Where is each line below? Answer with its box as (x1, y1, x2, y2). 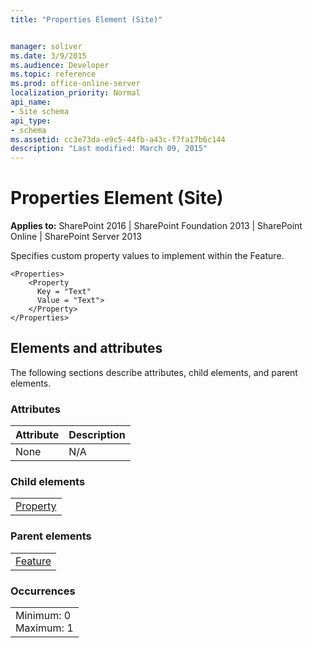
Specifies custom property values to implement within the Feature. (10, 250, 285, 262)
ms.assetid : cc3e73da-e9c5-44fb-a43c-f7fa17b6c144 (10, 134, 226, 145)
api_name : (10, 97, 52, 107)
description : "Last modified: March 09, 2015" (10, 144, 208, 154)
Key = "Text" (36, 287, 92, 297)
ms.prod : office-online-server (10, 79, 141, 89)
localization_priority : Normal (10, 88, 141, 98)
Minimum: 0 (15, 609, 72, 623)
